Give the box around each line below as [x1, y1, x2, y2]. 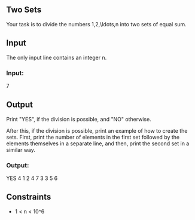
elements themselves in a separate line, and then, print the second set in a [6, 140, 190, 147]
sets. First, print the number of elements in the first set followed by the [6, 133, 180, 140]
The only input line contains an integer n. [6, 54, 107, 61]
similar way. [6, 146, 36, 153]
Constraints [6, 192, 51, 202]
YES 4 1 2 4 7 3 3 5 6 [6, 175, 58, 182]
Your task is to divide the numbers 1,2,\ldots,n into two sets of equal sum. [6, 20, 187, 27]
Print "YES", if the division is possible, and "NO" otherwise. [6, 115, 151, 123]
